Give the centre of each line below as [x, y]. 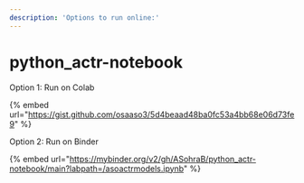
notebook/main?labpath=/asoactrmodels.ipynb [96, 169]
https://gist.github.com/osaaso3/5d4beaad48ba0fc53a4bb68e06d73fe [161, 114]
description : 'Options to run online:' [85, 18]
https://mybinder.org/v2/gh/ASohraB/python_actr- [162, 159]
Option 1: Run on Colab [52, 87]
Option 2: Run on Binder [54, 142]
